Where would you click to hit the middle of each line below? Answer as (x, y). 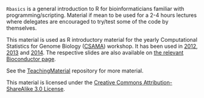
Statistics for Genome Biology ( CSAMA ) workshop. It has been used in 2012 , (102, 46)
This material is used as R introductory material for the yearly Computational (102, 40)
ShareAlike (20, 89)
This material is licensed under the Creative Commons (74, 82)
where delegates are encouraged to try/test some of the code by (87, 21)
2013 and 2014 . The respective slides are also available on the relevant (95, 53)
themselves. (22, 28)
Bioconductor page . (31, 59)
